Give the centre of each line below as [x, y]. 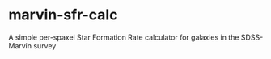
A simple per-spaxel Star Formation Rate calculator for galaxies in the [124, 37]
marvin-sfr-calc [63, 15]
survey [45, 45]
